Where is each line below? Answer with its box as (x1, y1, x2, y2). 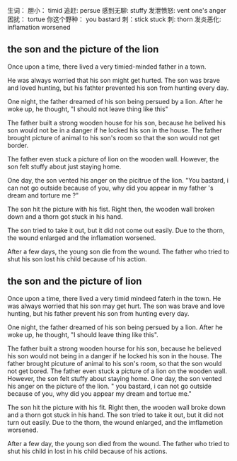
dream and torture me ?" (7, 190, 79, 200)
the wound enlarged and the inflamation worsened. (7, 233, 156, 242)
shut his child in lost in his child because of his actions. (7, 447, 168, 455)
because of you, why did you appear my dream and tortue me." (7, 389, 192, 398)
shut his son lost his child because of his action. (7, 254, 147, 263)
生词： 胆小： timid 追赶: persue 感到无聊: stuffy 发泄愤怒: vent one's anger (7, 6, 226, 14)
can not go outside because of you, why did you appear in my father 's (7, 183, 214, 192)
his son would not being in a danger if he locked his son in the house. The (7, 351, 223, 360)
